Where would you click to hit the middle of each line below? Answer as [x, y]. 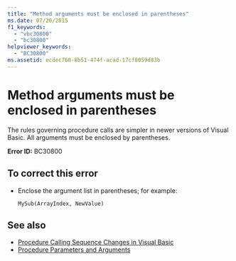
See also [27, 225]
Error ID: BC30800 [35, 151]
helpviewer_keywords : [39, 47]
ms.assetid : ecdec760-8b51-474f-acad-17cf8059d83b [84, 60]
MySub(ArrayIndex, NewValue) [61, 204]
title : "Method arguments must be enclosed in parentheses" [98, 14]
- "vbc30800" [33, 34]
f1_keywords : [27, 27]
